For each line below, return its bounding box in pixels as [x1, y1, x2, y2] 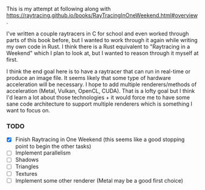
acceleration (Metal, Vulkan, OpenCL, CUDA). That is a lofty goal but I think [6, 87, 195, 94]
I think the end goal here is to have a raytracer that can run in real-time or [6, 68, 191, 75]
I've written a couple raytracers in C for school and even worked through [6, 30, 189, 37]
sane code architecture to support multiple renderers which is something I [6, 100, 193, 108]
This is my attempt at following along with [6, 5, 111, 12]
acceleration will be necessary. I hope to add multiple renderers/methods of [6, 81, 197, 88]
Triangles [15, 163, 39, 170]
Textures [15, 170, 38, 177]
